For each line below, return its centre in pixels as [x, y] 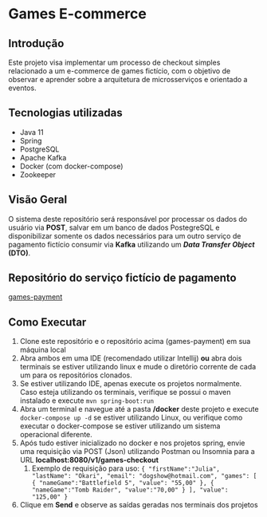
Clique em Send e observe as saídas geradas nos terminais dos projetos [139, 505]
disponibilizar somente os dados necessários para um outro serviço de [125, 235]
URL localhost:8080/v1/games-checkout [89, 460]
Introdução [36, 43]
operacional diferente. [56, 435]
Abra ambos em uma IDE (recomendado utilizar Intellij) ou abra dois [131, 358]
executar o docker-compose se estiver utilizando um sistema [120, 426]
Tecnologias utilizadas [65, 113]
